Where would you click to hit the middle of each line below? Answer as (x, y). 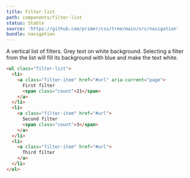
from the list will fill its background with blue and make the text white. (92, 58)
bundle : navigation (31, 34)
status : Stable (25, 23)
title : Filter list (31, 12)
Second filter (40, 119)
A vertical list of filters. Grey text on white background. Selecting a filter (95, 51)
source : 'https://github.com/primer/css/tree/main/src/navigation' (93, 29)
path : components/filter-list (44, 17)
